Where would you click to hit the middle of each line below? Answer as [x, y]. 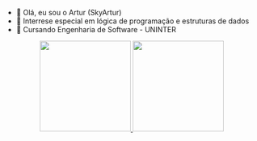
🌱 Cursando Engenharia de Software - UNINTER [96, 29]
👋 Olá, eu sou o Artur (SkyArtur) [69, 12]
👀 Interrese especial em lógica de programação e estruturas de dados [133, 21]
